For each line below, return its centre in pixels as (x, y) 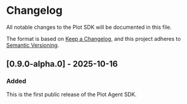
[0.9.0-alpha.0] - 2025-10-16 (62, 64)
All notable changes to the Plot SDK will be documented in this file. (89, 27)
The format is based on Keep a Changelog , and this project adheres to (93, 38)
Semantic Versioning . (33, 45)
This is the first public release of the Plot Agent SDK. (71, 94)
